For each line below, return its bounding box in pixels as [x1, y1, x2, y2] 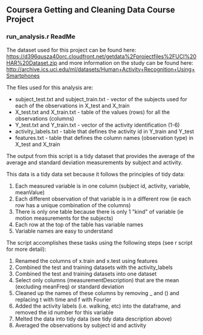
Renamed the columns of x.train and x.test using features [14, 257, 158, 264]
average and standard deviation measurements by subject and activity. [6, 159, 183, 166]
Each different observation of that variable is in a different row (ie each [14, 195, 192, 202]
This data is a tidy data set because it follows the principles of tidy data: [6, 170, 185, 177]
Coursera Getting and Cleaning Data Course [6, 5, 175, 15]
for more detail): [6, 245, 47, 253]
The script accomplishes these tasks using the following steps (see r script [6, 239, 193, 246]
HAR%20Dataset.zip [6, 59, 57, 66]
